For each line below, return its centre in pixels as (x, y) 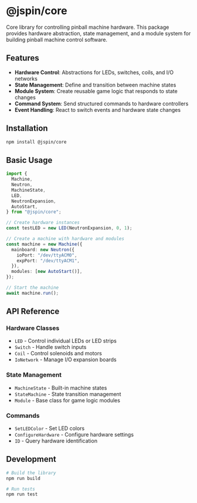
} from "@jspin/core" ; (34, 212)
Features (23, 58)
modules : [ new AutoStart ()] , (47, 272)
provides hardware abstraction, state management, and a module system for (98, 33)
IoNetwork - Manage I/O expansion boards (66, 359)
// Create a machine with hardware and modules (65, 239)
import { (17, 174)
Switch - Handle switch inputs (50, 347)
